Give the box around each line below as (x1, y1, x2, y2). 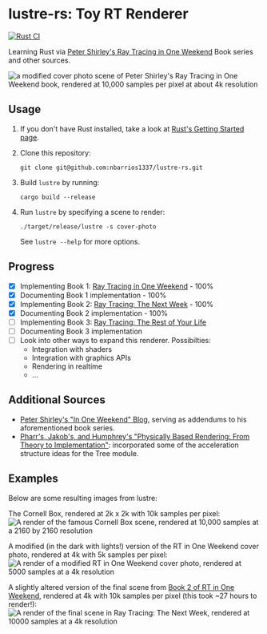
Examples (8, 472, 58, 486)
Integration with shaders (31, 345, 113, 353)
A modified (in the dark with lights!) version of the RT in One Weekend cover (8, 541, 260, 551)
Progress (8, 260, 54, 273)
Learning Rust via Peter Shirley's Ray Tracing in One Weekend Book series (8, 46, 253, 56)
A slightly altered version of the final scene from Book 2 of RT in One (8, 582, 235, 592)
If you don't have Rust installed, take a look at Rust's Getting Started (19, 123, 245, 133)
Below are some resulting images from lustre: (8, 493, 157, 503)
